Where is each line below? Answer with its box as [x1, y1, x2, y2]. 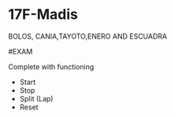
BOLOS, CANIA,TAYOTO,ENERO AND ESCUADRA [8, 31, 168, 41]
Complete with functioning [8, 61, 95, 72]
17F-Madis [8, 6, 79, 24]
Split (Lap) [19, 94, 54, 103]
